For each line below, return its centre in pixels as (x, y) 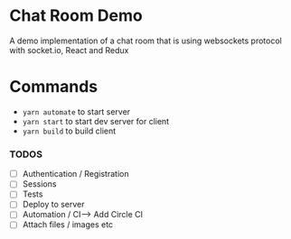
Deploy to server (53, 205)
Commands (54, 87)
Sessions (39, 184)
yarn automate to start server (76, 111)
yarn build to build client (69, 131)
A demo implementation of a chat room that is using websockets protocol (145, 41)
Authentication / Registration (75, 174)
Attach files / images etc (68, 225)
